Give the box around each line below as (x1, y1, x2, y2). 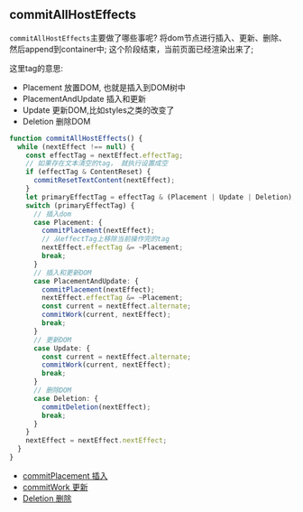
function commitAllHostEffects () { (9, 134, 143, 143)
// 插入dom (32, 209, 72, 219)
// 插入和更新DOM (32, 268, 92, 277)
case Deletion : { (32, 394, 99, 403)
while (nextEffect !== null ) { (17, 142, 135, 152)
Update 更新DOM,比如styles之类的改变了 (22, 104, 175, 116)
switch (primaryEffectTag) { (25, 200, 135, 210)
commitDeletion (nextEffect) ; (41, 402, 151, 412)
